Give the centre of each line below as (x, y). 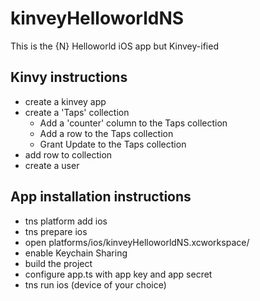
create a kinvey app (65, 101)
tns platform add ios (66, 221)
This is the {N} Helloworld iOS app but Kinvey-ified (114, 46)
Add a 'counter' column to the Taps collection (133, 123)
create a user (52, 165)
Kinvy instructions (69, 77)
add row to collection (68, 154)
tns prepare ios (56, 231)
